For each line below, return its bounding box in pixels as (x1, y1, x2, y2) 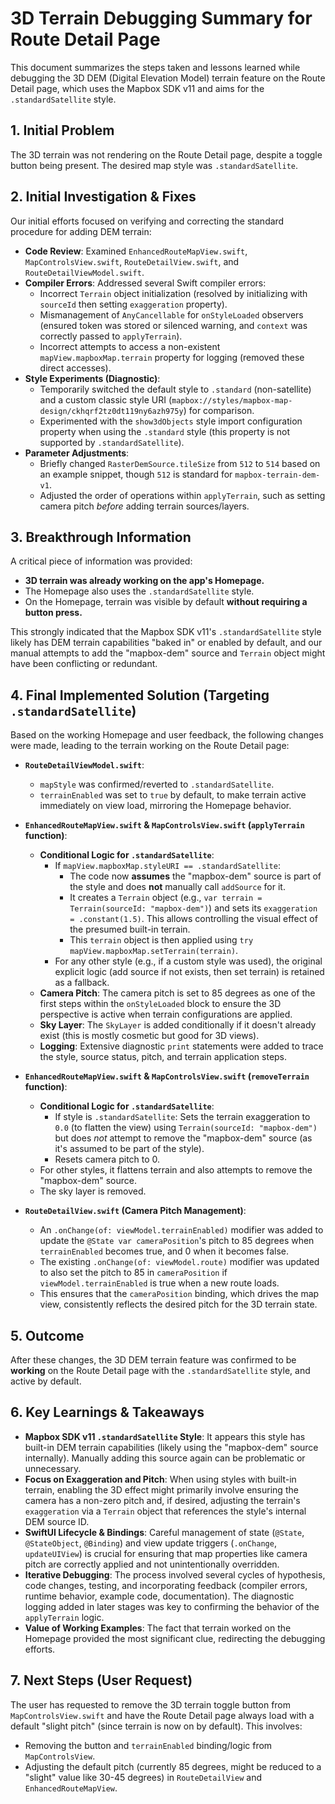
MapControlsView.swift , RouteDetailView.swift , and (24, 255, 240, 267)
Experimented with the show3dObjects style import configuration (39, 415, 303, 427)
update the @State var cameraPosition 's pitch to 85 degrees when (39, 1235, 315, 1247)
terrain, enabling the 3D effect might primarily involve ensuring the (24, 1483, 299, 1496)
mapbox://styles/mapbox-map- (171, 395, 293, 406)
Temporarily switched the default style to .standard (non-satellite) (39, 383, 312, 395)
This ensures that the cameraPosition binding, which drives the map (39, 1288, 320, 1300)
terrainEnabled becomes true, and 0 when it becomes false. (39, 1245, 290, 1257)
